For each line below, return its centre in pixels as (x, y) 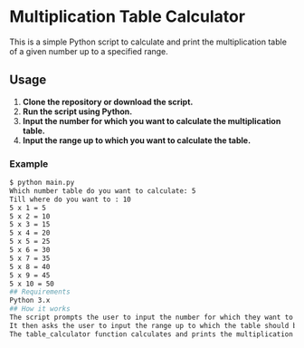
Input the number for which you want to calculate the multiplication (152, 121)
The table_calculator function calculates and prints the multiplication (152, 334)
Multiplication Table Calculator (128, 17)
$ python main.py (42, 183)
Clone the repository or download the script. (108, 101)
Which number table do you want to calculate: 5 (103, 191)
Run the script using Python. (77, 111)
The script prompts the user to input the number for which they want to (152, 318)
